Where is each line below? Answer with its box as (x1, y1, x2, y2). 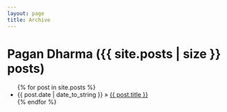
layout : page (7, 10, 45, 17)
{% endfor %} (17, 98, 57, 107)
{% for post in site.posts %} (17, 83, 96, 91)
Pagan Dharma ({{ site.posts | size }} (7, 46, 221, 62)
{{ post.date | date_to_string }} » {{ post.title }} (17, 91, 149, 99)
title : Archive (7, 16, 51, 23)
